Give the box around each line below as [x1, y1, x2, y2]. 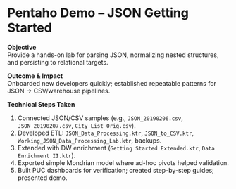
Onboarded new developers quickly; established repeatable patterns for [7, 79, 217, 87]
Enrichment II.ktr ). [17, 151, 76, 159]
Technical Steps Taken [7, 100, 75, 108]
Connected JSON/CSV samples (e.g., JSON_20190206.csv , [17, 114, 183, 122]
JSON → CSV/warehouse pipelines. [7, 86, 111, 95]
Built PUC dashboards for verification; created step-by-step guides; [17, 166, 215, 174]
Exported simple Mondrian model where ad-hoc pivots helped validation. [17, 158, 229, 167]
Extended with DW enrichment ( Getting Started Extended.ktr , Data [17, 143, 215, 152]
